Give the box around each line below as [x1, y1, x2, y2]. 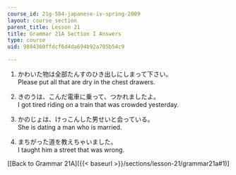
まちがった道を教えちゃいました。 [17, 137, 117, 146]
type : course [7, 37, 46, 44]
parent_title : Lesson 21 [7, 23, 81, 30]
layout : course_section [7, 17, 78, 24]
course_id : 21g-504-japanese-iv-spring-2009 [7, 10, 141, 18]
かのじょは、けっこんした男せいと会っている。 [17, 115, 154, 123]
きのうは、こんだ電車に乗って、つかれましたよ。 [17, 93, 160, 101]
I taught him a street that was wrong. [17, 146, 125, 154]
